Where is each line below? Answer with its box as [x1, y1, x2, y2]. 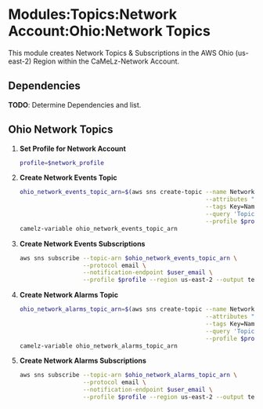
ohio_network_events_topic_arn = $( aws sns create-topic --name [19, 188, 227, 196]
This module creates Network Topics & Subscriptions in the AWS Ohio [8, 48, 234, 57]
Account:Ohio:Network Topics [8, 22, 211, 40]
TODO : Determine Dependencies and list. [8, 100, 142, 109]
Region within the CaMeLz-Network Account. [33, 57, 180, 66]
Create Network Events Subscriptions [19, 239, 146, 248]
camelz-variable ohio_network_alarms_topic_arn [19, 341, 178, 350]
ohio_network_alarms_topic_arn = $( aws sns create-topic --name [19, 305, 227, 313]
